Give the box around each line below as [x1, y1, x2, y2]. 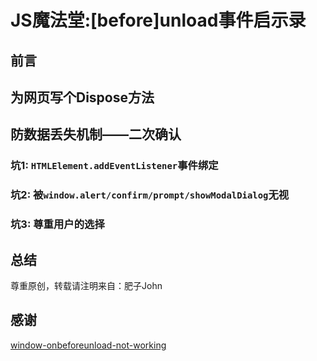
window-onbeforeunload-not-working [10, 339, 167, 351]
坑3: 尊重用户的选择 [10, 217, 105, 231]
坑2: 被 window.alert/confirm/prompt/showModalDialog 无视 [10, 188, 290, 202]
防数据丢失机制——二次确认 [10, 126, 182, 143]
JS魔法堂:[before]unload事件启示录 [10, 9, 307, 32]
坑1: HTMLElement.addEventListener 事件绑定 [10, 159, 219, 173]
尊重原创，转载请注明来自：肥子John [10, 279, 163, 291]
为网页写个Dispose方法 [10, 89, 155, 106]
